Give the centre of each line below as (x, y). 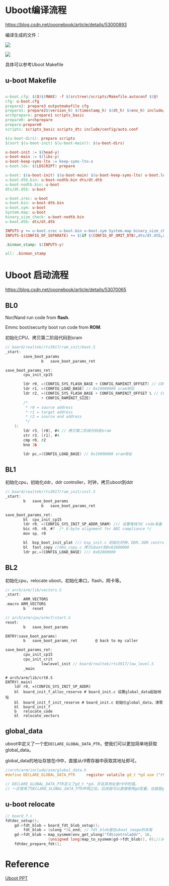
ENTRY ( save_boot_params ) (31, 636)
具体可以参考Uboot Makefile (34, 64)
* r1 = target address (49, 412)
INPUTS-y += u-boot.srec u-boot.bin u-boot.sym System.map (68, 231)
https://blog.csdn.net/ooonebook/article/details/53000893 (66, 24)
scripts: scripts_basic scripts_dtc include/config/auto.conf (72, 129)
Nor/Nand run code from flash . (37, 318)
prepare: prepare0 (23, 125)
